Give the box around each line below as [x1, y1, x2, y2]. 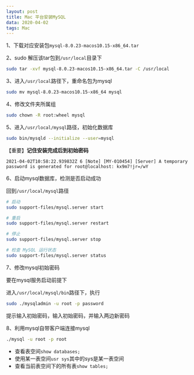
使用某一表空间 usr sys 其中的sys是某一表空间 [14, 355, 125, 362]
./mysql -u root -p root [6, 336, 67, 342]
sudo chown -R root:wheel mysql [6, 112, 85, 118]
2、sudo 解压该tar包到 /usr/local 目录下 [6, 54, 102, 62]
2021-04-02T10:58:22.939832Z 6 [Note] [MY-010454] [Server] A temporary [6, 158, 188, 165]
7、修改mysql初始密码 [6, 264, 60, 271]
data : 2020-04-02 [6, 19, 49, 25]
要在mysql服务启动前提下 [6, 276, 68, 283]
